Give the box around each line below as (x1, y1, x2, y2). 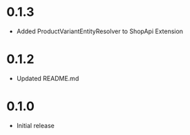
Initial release (16, 121, 55, 129)
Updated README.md (16, 74, 79, 82)
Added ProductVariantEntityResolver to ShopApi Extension (16, 27, 184, 35)
